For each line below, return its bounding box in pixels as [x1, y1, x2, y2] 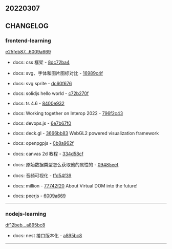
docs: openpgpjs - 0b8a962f [12, 140, 74, 146]
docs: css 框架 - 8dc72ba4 [12, 59, 70, 66]
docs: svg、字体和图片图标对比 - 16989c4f [12, 70, 103, 76]
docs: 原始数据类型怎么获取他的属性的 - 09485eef [12, 162, 119, 168]
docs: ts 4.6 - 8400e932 [12, 100, 65, 107]
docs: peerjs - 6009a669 [12, 193, 66, 199]
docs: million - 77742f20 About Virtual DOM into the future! [12, 183, 138, 189]
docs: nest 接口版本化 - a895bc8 [12, 233, 82, 239]
